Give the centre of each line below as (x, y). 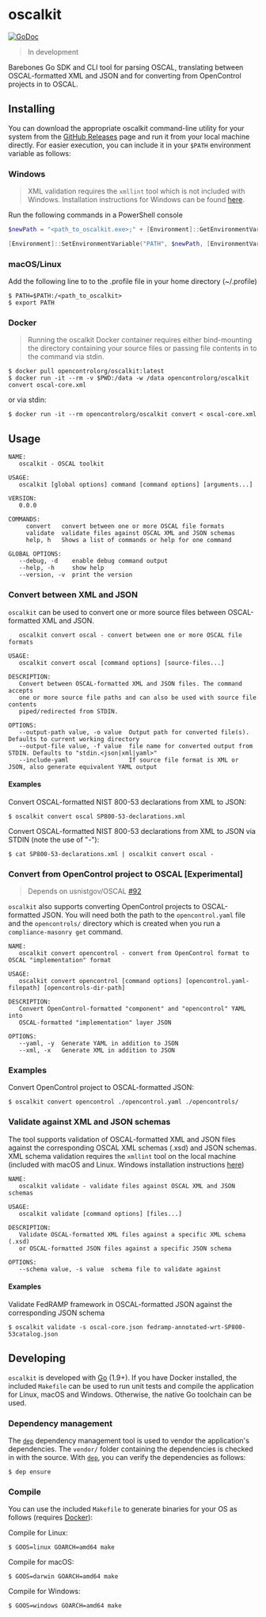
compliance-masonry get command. (66, 932)
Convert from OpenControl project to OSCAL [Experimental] (125, 873)
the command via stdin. (66, 357)
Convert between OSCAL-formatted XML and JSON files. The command (131, 683)
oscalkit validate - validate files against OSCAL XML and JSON (127, 1186)
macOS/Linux (35, 264)
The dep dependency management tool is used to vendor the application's (129, 1440)
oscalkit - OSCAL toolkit (61, 464)
